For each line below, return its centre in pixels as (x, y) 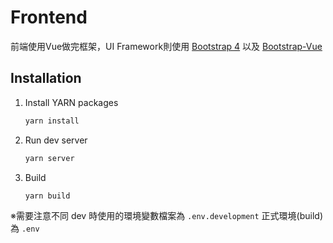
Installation (46, 78)
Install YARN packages (71, 102)
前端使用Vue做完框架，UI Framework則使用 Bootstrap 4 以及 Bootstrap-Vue (166, 46)
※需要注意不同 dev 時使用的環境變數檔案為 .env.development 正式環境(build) (167, 216)
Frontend (49, 17)
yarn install (52, 121)
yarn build (47, 196)
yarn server (49, 158)
